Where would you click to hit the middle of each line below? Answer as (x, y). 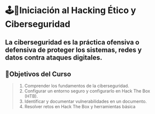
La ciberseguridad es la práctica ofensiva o (72, 42)
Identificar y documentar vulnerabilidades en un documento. (86, 101)
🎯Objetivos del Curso (38, 74)
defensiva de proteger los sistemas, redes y (74, 50)
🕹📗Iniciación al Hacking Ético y (71, 11)
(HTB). (31, 96)
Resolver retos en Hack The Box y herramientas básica (80, 107)
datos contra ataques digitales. (54, 57)
